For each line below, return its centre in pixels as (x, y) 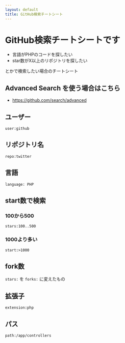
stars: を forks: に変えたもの (35, 279)
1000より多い (21, 240)
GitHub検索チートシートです (62, 40)
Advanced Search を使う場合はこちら (63, 88)
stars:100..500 (21, 227)
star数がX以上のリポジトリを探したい (50, 61)
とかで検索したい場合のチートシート (42, 71)
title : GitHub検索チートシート (34, 14)
